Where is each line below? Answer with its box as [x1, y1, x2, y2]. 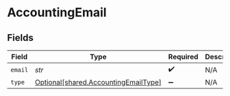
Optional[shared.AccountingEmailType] [34, 78, 162, 86]
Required [168, 52, 199, 61]
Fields [7, 32, 34, 44]
